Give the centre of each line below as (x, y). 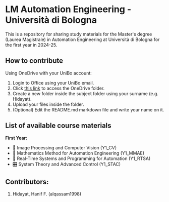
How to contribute (34, 61)
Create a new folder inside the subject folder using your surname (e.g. (86, 93)
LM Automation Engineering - (68, 9)
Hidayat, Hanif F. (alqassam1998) (47, 194)
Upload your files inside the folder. (48, 104)
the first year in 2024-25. (31, 45)
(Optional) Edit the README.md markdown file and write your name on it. (88, 109)
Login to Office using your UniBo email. (53, 83)
